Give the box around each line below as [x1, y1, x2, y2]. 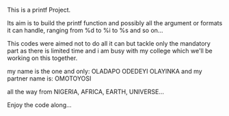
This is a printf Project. [7, 6, 71, 14]
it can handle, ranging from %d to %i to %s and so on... [7, 27, 163, 34]
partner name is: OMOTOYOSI [7, 74, 92, 83]
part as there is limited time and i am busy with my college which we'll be [7, 47, 213, 55]
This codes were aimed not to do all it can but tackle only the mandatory [7, 40, 211, 47]
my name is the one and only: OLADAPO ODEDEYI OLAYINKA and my [7, 68, 203, 75]
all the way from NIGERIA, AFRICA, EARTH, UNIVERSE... [7, 88, 164, 96]
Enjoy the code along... [7, 101, 72, 108]
